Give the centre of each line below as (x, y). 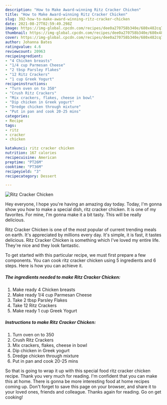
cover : (12, 38)
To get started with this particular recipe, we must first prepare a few (76, 255)
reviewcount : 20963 (25, 51)
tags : (11, 125)
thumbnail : (16, 33)
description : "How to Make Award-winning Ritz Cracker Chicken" (73, 10)
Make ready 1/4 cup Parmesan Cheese (52, 295)
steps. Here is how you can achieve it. (44, 266)
